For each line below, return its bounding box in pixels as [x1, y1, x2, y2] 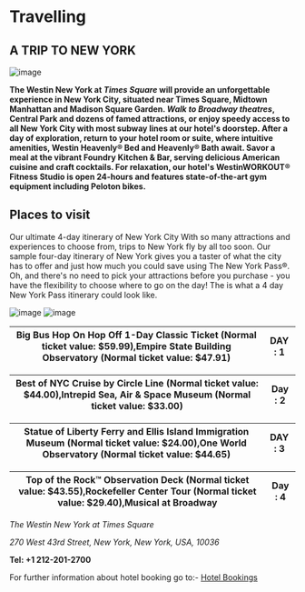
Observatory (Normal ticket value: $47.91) [42, 351, 231, 364]
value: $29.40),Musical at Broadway [57, 496, 218, 508]
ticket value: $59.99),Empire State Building [41, 339, 231, 352]
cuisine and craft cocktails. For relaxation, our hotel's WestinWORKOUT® [9, 162, 290, 172]
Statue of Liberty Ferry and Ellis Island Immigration [24, 425, 250, 437]
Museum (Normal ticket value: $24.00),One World [25, 436, 247, 449]
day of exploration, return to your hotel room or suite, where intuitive [9, 133, 274, 143]
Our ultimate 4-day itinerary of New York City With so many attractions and [9, 231, 290, 242]
